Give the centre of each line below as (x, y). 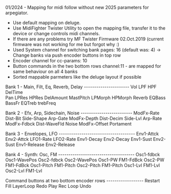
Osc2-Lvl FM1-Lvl (24, 171)
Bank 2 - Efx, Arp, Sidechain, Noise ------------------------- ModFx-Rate (82, 113)
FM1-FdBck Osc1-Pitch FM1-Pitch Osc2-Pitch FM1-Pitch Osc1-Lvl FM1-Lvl (83, 165)
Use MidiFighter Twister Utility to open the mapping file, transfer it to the (89, 28)
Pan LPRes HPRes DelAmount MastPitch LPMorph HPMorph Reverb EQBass (85, 98)
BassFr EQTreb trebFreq (31, 103)
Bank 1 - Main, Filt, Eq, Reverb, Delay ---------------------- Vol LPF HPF (81, 87)
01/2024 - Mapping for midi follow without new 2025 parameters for (77, 7)
